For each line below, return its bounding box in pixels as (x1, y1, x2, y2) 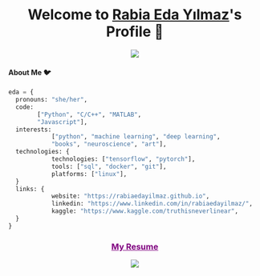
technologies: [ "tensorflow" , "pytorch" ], (51, 155, 196, 163)
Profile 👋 (105, 22, 165, 41)
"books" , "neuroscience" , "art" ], (51, 140, 167, 149)
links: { (15, 185, 45, 193)
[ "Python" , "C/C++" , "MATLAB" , (37, 110, 142, 118)
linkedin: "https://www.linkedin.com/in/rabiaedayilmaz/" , (51, 200, 253, 208)
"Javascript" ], (37, 118, 88, 126)
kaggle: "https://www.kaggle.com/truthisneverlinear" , (51, 207, 239, 215)
